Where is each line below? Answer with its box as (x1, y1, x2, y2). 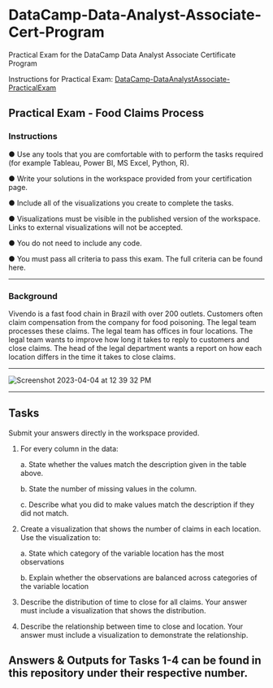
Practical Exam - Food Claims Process (8, 106, 205, 120)
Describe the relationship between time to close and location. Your (19, 621, 244, 631)
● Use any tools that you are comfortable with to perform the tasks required (8, 149, 264, 159)
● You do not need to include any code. (8, 238, 142, 248)
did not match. (19, 508, 69, 517)
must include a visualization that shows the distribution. (19, 605, 206, 615)
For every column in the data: (19, 444, 119, 453)
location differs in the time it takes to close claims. (8, 352, 176, 361)
